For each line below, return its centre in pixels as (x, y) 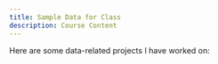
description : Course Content (63, 25)
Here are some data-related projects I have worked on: (110, 50)
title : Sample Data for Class (65, 17)
